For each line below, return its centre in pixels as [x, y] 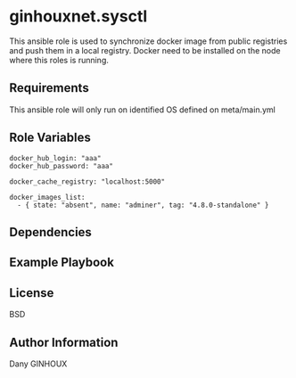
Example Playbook [62, 263]
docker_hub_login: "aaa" [55, 158]
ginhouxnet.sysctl [78, 16]
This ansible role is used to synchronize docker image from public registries [148, 41]
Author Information [64, 342]
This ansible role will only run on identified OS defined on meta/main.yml [143, 110]
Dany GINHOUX [38, 364]
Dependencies [50, 232]
